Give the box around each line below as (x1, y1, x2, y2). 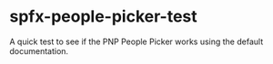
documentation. (9, 45, 69, 56)
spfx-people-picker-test (9, 6, 197, 27)
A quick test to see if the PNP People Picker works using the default (9, 36, 264, 47)
